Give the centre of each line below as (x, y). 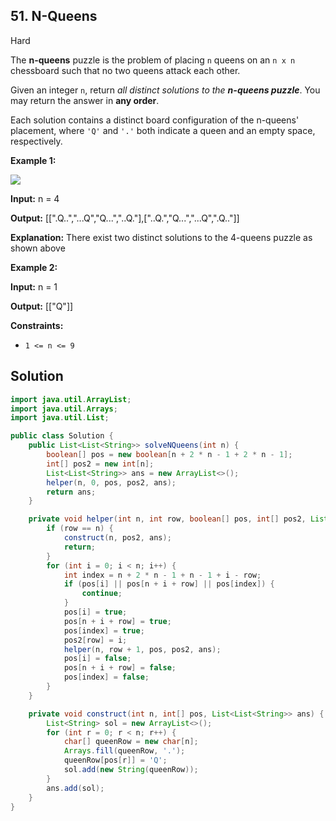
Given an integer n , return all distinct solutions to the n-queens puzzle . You (165, 90)
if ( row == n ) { (80, 529)
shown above (38, 248)
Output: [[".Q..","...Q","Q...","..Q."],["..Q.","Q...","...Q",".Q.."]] (125, 218)
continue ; (102, 594)
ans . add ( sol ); (75, 788)
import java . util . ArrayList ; (71, 399)
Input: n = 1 (34, 286)
